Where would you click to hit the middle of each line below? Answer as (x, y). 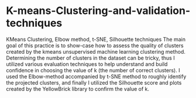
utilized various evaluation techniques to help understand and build (87, 64)
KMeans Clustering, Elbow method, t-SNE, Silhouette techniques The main (96, 39)
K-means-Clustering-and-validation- (98, 11)
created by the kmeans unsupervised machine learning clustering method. (96, 51)
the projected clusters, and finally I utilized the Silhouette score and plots (94, 82)
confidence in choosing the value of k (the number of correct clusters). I (93, 70)
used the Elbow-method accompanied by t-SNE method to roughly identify (96, 76)
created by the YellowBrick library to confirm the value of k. (78, 89)
